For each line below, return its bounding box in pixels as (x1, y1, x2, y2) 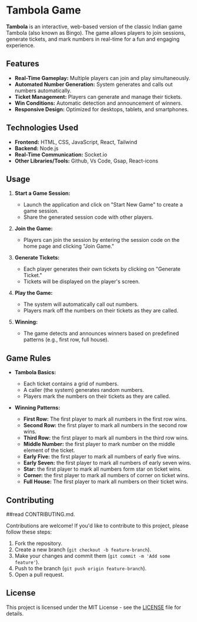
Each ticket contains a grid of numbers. (23, 380, 119, 387)
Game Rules (6, 353, 51, 363)
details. (6, 610, 24, 617)
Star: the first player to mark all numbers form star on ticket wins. (23, 465, 182, 473)
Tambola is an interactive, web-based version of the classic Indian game (6, 23, 182, 30)
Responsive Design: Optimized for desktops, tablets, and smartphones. (14, 105, 189, 112)
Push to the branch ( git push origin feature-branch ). (14, 565, 147, 571)
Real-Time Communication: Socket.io (14, 151, 108, 158)
